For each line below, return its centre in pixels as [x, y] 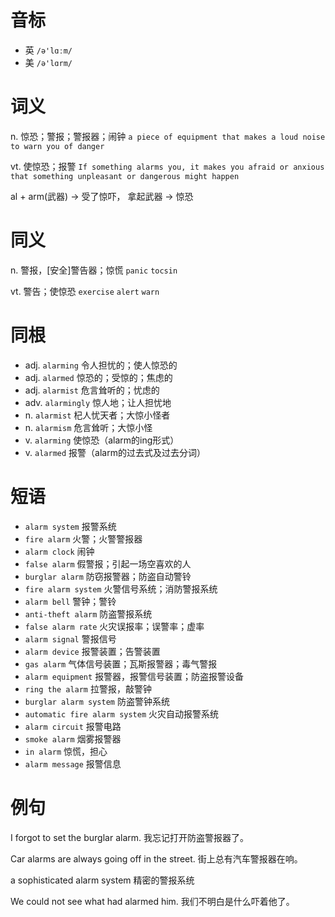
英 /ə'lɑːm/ [48, 50]
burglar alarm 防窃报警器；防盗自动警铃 [108, 576]
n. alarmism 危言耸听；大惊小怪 [88, 427]
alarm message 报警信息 [73, 763]
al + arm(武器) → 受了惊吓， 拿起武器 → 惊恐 [102, 196]
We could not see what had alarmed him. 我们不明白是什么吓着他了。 [152, 901]
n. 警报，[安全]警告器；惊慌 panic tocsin [94, 270]
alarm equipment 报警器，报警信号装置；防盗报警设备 [134, 676]
